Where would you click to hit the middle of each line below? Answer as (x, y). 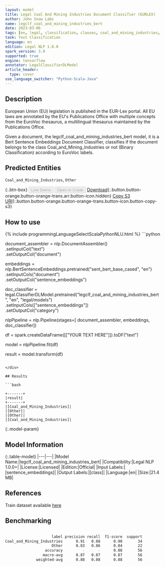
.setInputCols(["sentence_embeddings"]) (47, 305)
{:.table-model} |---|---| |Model (37, 457)
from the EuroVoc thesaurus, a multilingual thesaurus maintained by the (78, 122)
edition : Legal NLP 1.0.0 (32, 47)
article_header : (22, 70)
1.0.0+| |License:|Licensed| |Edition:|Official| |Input (57, 467)
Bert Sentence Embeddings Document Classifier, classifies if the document (82, 142)
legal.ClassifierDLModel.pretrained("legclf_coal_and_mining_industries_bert (82, 295)
